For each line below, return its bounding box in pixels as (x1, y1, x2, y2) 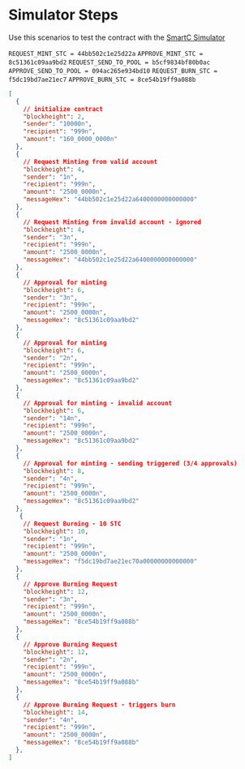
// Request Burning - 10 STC (23, 519, 122, 528)
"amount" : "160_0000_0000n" (23, 135, 118, 144)
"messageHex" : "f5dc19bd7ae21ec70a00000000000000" (23, 557, 198, 565)
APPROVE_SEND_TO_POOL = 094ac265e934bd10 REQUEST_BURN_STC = (8, 67, 217, 75)
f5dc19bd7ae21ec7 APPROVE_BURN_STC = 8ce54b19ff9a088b (8, 75, 196, 84)
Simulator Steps (8, 6, 119, 24)
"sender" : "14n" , (23, 414, 82, 423)
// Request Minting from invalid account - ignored (23, 217, 201, 226)
